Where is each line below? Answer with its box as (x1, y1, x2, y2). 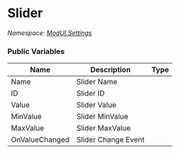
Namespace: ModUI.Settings (7, 29, 92, 37)
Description (90, 65, 131, 75)
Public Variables (7, 46, 65, 56)
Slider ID (76, 88, 105, 98)
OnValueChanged (11, 135, 70, 145)
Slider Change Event (76, 135, 145, 145)
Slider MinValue (76, 112, 129, 122)
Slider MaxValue (76, 123, 131, 133)
